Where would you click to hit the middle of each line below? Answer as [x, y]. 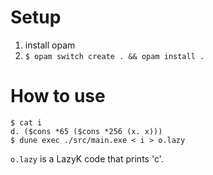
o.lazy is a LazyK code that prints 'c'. [87, 158]
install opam [50, 45]
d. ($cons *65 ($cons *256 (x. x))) [86, 131]
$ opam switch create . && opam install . [114, 56]
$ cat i [26, 122]
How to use [58, 96]
